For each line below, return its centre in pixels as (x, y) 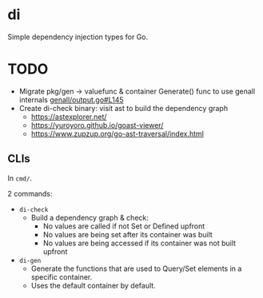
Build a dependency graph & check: (90, 217)
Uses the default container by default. (94, 285)
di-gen (30, 260)
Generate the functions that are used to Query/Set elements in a (136, 268)
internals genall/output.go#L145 (72, 99)
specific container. (62, 276)
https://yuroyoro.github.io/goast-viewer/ (97, 125)
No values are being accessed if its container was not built (139, 243)
